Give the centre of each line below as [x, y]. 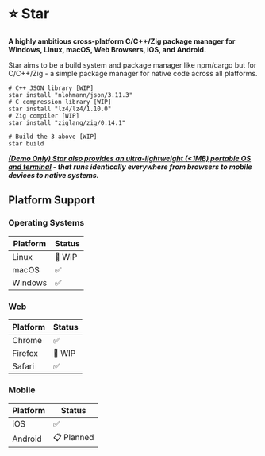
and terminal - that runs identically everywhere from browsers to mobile [130, 167]
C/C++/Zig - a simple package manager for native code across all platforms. [133, 73]
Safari [23, 366]
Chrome [27, 340]
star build [26, 143]
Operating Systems [46, 223]
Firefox [25, 353]
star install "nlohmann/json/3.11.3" [71, 95]
